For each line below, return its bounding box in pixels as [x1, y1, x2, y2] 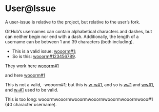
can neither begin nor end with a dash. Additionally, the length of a [5, 34, 139, 39]
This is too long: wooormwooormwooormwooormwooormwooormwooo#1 [5, 96, 153, 102]
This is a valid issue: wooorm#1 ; [12, 48, 77, 54]
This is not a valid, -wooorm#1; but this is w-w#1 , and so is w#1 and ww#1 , [5, 81, 155, 88]
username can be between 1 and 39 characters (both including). [5, 38, 134, 44]
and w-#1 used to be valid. [5, 87, 59, 93]
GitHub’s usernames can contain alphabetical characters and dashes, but [5, 28, 152, 34]
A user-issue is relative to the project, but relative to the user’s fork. [5, 19, 140, 25]
